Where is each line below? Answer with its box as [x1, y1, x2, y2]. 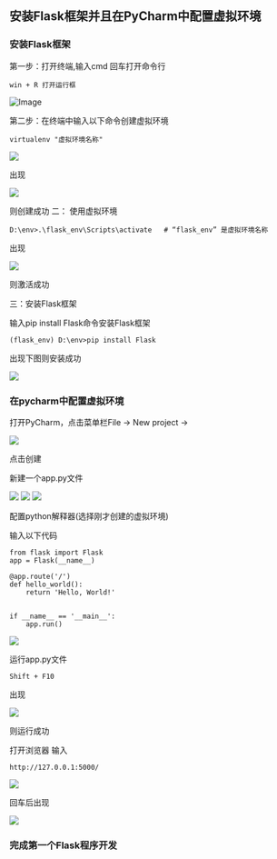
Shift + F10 [9, 672, 54, 681]
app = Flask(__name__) [9, 555, 95, 565]
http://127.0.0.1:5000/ [9, 763, 100, 772]
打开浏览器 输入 [9, 744, 68, 755]
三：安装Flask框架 [9, 298, 77, 309]
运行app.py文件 [9, 654, 68, 664]
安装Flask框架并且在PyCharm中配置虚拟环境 [9, 8, 262, 25]
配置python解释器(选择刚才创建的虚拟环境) [9, 510, 170, 521]
